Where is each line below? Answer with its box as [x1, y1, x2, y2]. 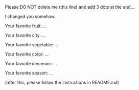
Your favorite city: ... [5, 33, 46, 38]
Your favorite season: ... [5, 70, 53, 76]
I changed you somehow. [5, 14, 56, 19]
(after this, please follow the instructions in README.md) [5, 80, 119, 85]
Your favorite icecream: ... [5, 61, 57, 66]
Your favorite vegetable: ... [5, 42, 59, 48]
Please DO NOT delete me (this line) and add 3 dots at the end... [5, 4, 135, 10]
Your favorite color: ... [5, 51, 49, 57]
